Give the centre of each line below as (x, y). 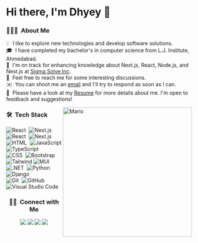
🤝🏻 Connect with (34, 202)
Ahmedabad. (22, 59)
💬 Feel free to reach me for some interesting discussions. (76, 78)
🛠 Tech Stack (27, 115)
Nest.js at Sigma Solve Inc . (39, 72)
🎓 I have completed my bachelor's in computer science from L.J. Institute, (98, 50)
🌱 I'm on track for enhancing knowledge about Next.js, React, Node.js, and (97, 65)
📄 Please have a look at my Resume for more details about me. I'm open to (97, 93)
